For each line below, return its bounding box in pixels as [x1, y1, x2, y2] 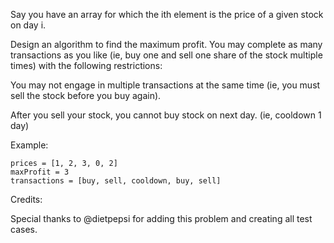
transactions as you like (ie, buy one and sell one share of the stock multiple [10, 49, 323, 61]
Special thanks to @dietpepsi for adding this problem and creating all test [10, 213, 313, 224]
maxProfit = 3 [10, 167, 70, 177]
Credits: [10, 194, 43, 205]
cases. [10, 224, 38, 235]
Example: [10, 139, 49, 151]
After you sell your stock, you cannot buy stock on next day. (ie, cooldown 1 [10, 109, 322, 121]
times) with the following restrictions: [10, 60, 163, 71]
